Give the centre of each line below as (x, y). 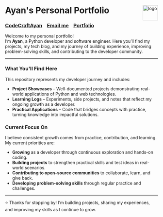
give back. (22, 178)
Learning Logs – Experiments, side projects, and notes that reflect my (82, 99)
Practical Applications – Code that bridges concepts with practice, (79, 109)
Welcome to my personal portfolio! (40, 36)
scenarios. (35, 168)
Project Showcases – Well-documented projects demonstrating (76, 89)
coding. (20, 157)
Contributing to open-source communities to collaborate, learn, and (81, 173)
